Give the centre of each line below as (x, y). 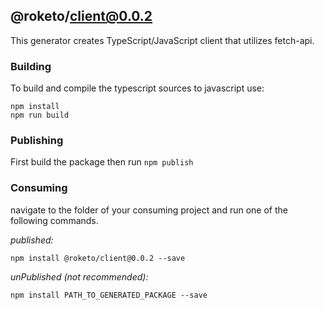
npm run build (40, 115)
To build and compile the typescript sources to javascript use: (137, 88)
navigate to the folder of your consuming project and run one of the (149, 210)
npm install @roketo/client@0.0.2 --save (98, 258)
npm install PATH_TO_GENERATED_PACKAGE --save (109, 295)
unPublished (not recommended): (79, 276)
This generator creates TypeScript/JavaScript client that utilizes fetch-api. (162, 40)
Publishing (37, 141)
